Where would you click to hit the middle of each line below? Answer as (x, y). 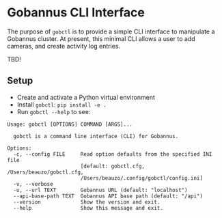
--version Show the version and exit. (87, 202)
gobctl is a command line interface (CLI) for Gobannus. (96, 136)
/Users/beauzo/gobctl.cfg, (45, 172)
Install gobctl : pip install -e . (61, 105)
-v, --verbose (33, 184)
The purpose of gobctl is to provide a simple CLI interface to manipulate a (111, 31)
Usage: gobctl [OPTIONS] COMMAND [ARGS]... (70, 124)
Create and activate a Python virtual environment (86, 97)
